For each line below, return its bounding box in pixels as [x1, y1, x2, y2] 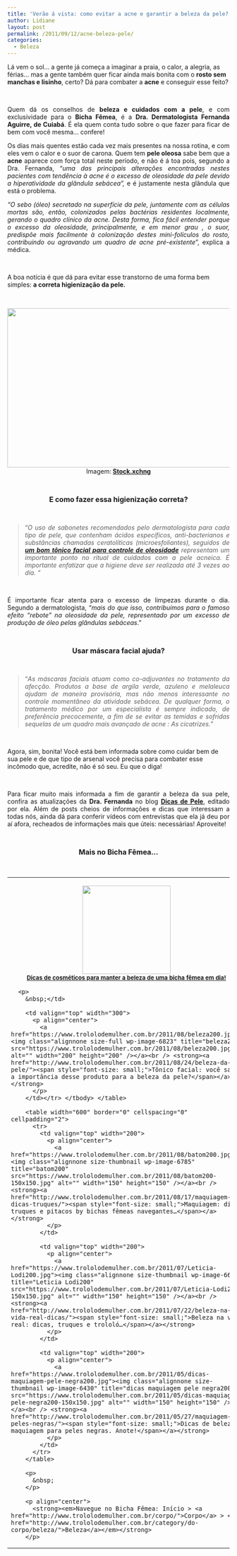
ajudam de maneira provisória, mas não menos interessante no [24, 690, 230, 698]
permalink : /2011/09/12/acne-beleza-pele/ [7, 30, 134, 38]
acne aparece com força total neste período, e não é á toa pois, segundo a [7, 156, 230, 165]
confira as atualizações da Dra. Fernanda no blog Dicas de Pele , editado [7, 797, 231, 806]
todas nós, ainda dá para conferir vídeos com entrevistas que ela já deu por [7, 812, 230, 820]
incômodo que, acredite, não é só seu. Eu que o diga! [7, 762, 162, 770]
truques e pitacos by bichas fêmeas [11, 1208, 134, 1215]
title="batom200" [11, 1165, 69, 1172]
